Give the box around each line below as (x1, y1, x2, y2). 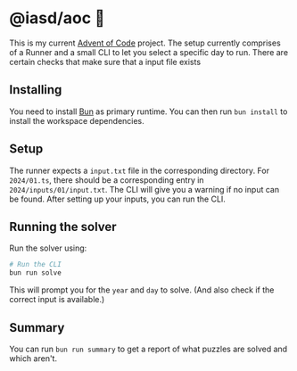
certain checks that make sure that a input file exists (9, 56, 202, 67)
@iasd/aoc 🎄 (9, 8, 105, 29)
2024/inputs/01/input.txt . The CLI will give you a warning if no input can (9, 184, 279, 194)
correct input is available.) (9, 294, 105, 305)
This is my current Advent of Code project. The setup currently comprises (9, 37, 281, 48)
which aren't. (9, 352, 58, 364)
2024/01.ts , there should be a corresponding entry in (9, 174, 204, 185)
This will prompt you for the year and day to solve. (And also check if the (9, 284, 275, 295)
